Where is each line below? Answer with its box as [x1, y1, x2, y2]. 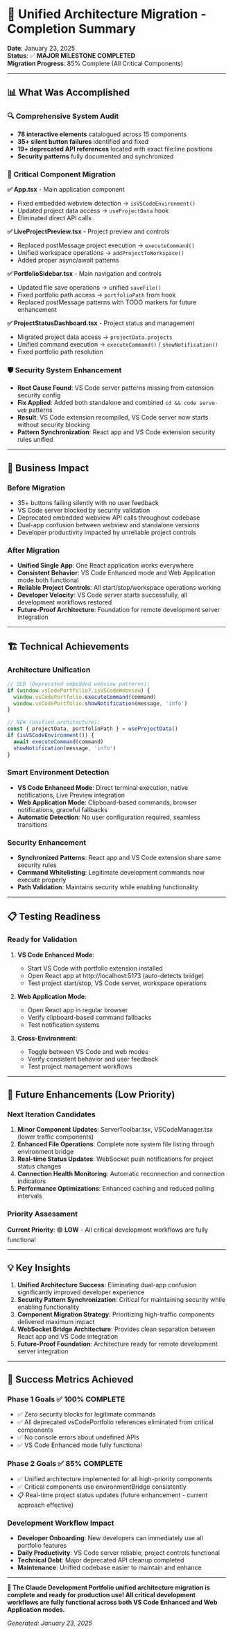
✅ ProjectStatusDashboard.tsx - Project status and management [7, 319, 195, 327]
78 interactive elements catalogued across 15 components [17, 130, 187, 138]
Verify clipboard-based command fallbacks [27, 1013, 152, 1021]
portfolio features [17, 1541, 67, 1549]
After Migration [7, 545, 60, 555]
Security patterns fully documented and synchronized [17, 152, 174, 160]
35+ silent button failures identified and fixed [17, 137, 149, 145]
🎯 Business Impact [7, 462, 89, 474]
